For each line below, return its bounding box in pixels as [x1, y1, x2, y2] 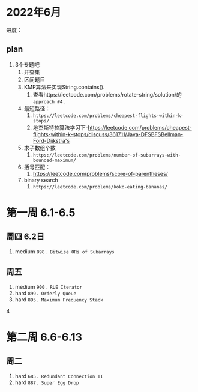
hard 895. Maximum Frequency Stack [14, 295, 103, 303]
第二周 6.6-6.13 [6, 330, 83, 344]
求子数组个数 [23, 144, 56, 151]
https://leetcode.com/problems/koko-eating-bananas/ [32, 184, 168, 190]
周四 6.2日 [6, 232, 45, 242]
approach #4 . [32, 97, 66, 105]
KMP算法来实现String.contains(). [23, 83, 105, 91]
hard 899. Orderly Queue [14, 289, 77, 297]
